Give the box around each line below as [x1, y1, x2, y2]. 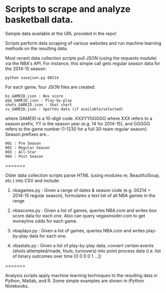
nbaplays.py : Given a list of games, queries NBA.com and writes [12, 227, 145, 233]
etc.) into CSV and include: [5, 178, 60, 184]
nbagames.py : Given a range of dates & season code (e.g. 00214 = [12, 187, 151, 193]
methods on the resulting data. [5, 45, 68, 51]
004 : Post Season [5, 154, 43, 159]
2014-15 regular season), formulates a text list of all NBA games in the [12, 193, 156, 198]
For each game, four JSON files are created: [5, 84, 96, 90]
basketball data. [5, 14, 74, 25]
